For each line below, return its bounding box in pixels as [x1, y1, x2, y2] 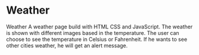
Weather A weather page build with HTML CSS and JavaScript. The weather [6, 23, 193, 30]
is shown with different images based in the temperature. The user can [6, 29, 179, 36]
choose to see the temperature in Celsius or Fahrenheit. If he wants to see [6, 35, 188, 43]
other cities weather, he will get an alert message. [6, 42, 128, 49]
